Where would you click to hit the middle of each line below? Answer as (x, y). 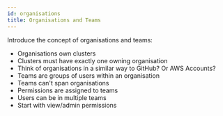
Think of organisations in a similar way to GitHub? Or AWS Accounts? (116, 68)
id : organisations (34, 14)
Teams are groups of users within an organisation (89, 75)
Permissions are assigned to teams (68, 90)
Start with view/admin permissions (67, 105)
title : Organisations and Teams (54, 20)
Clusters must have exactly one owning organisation (92, 60)
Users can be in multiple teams (62, 97)
